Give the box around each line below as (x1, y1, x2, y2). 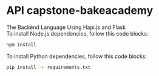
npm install (6, 42, 36, 48)
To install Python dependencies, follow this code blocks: (6, 52, 147, 60)
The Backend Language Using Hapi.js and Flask (6, 24, 126, 31)
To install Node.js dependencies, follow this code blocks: (6, 30, 149, 37)
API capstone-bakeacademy (6, 4, 154, 17)
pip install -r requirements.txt (6, 64, 91, 70)
